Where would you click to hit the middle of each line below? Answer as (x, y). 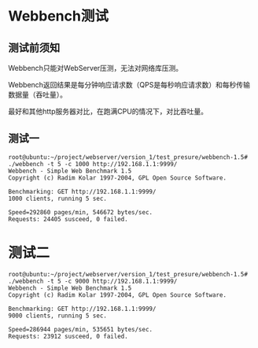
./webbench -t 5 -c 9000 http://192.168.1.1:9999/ (93, 281)
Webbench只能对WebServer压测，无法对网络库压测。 (96, 68)
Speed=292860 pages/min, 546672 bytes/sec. (81, 212)
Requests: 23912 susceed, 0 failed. (68, 336)
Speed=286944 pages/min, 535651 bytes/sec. (81, 329)
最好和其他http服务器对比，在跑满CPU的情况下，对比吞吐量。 (108, 111)
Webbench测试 (58, 16)
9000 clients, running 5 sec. (58, 316)
